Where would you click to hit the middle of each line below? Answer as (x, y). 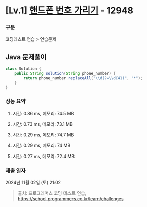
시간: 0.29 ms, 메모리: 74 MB (42, 145)
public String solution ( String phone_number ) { (65, 74)
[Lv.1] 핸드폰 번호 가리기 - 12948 (69, 10)
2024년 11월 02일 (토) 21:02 (33, 183)
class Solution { (23, 69)
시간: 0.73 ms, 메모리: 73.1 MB (43, 124)
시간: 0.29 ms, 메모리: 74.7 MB (43, 135)
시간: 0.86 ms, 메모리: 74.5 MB (43, 113)
